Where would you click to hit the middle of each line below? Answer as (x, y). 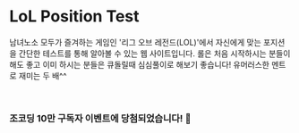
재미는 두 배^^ (43, 75)
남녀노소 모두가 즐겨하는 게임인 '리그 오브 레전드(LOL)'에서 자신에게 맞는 (135, 42)
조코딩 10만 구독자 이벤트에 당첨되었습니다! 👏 (100, 118)
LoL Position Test (75, 17)
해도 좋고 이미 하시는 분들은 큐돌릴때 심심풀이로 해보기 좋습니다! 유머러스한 (140, 64)
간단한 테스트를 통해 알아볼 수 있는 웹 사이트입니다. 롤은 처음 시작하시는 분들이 (154, 53)
